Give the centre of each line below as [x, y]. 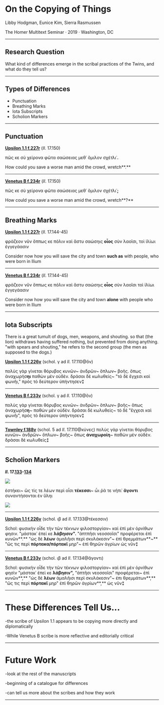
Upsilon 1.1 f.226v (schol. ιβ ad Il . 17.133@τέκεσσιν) [57, 519]
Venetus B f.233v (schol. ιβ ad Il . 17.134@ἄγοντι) [54, 558]
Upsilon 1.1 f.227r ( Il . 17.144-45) [37, 232]
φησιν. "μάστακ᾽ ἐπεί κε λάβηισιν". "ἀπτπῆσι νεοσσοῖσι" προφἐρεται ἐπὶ [78, 533]
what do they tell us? [26, 69]
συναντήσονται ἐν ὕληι [29, 495]
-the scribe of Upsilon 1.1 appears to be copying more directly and [71, 621]
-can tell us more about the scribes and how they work [60, 693]
